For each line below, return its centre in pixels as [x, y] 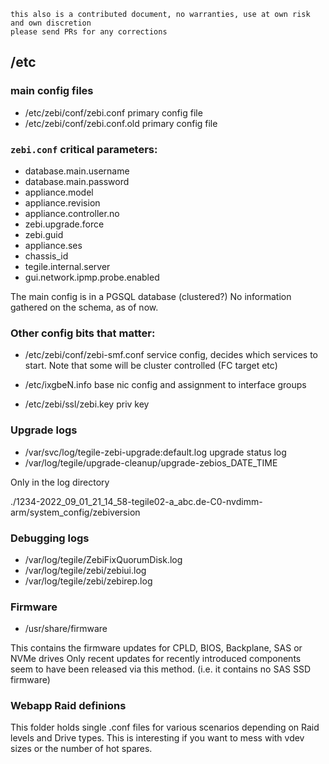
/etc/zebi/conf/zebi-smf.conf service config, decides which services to [171, 355]
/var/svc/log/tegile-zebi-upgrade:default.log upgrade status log [155, 452]
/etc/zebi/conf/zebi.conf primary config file [113, 112]
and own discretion [51, 23]
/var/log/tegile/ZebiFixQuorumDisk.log [103, 559]
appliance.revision [62, 202]
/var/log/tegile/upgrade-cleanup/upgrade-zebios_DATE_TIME [151, 462]
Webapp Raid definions [68, 706]
